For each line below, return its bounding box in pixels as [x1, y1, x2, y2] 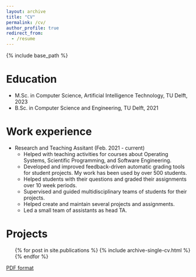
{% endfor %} [14, 253, 49, 260]
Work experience [6, 125, 92, 138]
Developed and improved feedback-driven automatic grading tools [23, 163, 185, 170]
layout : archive [6, 8, 46, 15]
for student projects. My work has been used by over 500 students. [23, 169, 187, 176]
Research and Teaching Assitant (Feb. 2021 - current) [14, 144, 145, 151]
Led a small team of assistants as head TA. [23, 207, 128, 214]
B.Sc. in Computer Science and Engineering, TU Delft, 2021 [14, 104, 159, 112]
